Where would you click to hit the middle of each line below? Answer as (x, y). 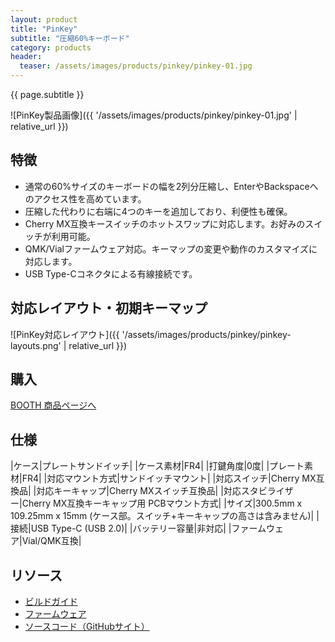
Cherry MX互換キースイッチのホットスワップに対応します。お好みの (165, 223)
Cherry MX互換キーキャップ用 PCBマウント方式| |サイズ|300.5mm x (162, 503)
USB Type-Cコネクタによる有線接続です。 (111, 273)
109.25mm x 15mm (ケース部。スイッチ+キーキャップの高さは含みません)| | (165, 516)
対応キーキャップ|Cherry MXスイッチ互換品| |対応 (139, 491)
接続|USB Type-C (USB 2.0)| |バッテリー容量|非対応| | (121, 528)
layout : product (44, 19)
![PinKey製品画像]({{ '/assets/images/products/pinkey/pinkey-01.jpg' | (154, 115)
